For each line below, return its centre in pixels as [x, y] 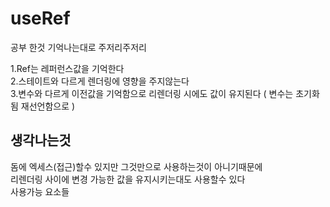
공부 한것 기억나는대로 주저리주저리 [78, 47]
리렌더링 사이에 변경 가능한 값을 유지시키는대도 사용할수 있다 [128, 179]
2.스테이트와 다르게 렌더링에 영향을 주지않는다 [100, 81]
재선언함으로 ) [48, 106]
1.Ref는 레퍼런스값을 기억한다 [67, 68]
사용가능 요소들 [40, 191]
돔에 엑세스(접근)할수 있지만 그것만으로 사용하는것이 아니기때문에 [136, 166]
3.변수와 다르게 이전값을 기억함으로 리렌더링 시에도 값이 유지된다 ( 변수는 [152, 93]
